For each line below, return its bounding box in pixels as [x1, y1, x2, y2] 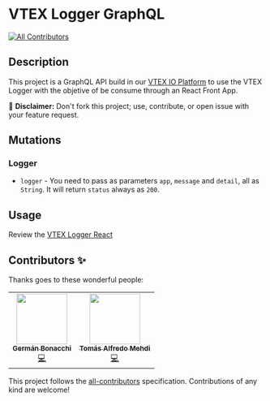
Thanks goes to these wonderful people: [8, 275, 144, 285]
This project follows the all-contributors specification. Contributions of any [8, 377, 258, 386]
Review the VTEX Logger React [8, 230, 114, 239]
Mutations [8, 133, 62, 147]
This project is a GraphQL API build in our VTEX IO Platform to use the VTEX [8, 76, 262, 86]
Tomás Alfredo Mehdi [79, 344, 151, 353]
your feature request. [8, 110, 79, 119]
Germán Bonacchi [12, 344, 71, 353]
